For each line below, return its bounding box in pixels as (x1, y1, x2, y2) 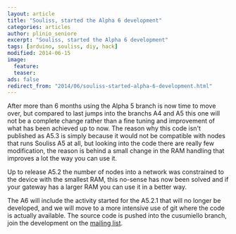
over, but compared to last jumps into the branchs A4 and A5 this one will (7, 109, 221, 118)
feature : (13, 63, 39, 70)
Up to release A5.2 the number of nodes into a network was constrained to (7, 168, 224, 176)
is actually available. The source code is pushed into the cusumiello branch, (7, 211, 228, 220)
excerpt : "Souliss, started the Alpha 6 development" (7, 37, 169, 44)
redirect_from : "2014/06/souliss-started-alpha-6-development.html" (7, 82, 213, 90)
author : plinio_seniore (7, 30, 77, 37)
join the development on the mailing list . (7, 219, 123, 228)
